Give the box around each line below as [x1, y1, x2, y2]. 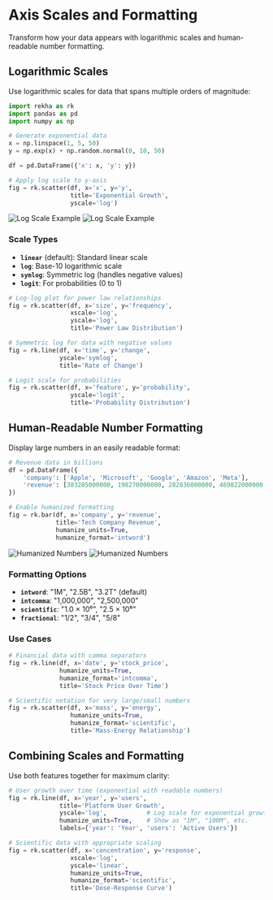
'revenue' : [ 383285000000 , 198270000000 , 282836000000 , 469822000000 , [23, 481, 267, 489]
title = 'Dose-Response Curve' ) [70, 884, 173, 893]
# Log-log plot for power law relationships [8, 294, 162, 302]
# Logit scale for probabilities [8, 376, 122, 384]
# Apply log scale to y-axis [8, 176, 107, 184]
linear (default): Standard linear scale [19, 252, 148, 262]
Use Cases [8, 633, 52, 644]
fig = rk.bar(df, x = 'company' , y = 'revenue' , [8, 511, 162, 519]
